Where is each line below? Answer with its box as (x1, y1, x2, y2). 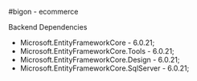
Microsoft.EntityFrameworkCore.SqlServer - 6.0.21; (19, 63, 190, 73)
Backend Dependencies (8, 22, 88, 31)
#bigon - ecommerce (8, 7, 79, 16)
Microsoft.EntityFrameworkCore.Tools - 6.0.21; (19, 47, 174, 55)
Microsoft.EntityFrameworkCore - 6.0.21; (19, 38, 155, 47)
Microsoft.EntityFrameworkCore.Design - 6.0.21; (19, 55, 180, 64)
